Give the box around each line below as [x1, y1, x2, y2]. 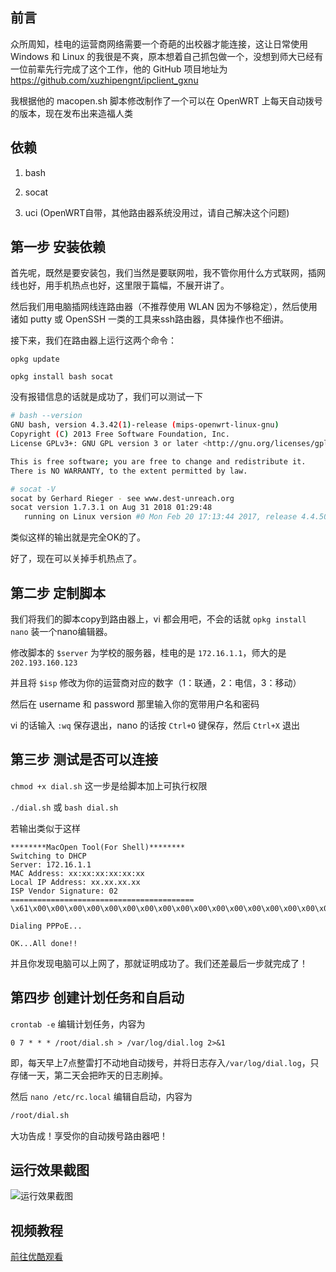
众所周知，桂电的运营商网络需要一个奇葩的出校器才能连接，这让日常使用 [10, 38, 308, 50]
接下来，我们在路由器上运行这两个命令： [10, 334, 177, 347]
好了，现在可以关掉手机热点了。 [10, 553, 142, 565]
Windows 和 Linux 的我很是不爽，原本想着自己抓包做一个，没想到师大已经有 [10, 50, 324, 62]
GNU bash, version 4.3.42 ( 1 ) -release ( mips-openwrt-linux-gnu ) [10, 420, 280, 430]
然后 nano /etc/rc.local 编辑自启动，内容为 [10, 1090, 193, 1102]
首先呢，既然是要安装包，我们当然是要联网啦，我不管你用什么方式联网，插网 [10, 267, 326, 279]
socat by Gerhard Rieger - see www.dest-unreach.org [10, 493, 235, 503]
